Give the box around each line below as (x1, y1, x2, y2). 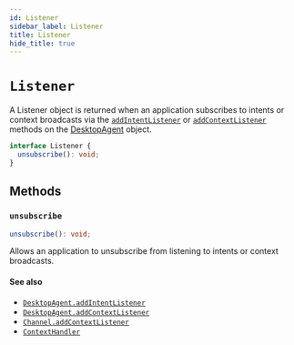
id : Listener (9, 13, 59, 23)
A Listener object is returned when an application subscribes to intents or (9, 105, 285, 116)
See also (9, 276, 43, 287)
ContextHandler (22, 327, 81, 337)
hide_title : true (9, 38, 76, 48)
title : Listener (9, 30, 71, 39)
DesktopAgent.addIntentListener (22, 298, 146, 308)
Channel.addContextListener (22, 318, 129, 327)
